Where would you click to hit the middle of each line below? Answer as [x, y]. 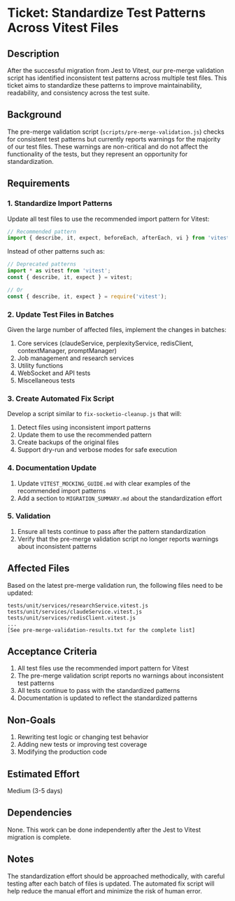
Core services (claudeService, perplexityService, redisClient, [105, 343]
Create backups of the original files [68, 442]
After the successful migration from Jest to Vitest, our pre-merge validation [116, 70]
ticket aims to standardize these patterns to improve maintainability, [105, 85]
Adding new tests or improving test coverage [82, 745]
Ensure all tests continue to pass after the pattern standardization [112, 531]
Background [34, 115]
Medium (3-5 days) [35, 791]
